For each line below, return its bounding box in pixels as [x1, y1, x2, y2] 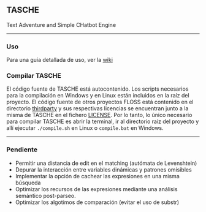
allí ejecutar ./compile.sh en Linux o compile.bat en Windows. [6, 124, 164, 132]
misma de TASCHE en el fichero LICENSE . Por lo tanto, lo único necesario [6, 112, 193, 119]
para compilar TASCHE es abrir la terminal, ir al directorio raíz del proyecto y [6, 118, 199, 125]
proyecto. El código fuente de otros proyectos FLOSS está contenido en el [6, 98, 194, 106]
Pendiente [6, 145, 38, 154]
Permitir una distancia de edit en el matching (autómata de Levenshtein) [15, 159, 197, 167]
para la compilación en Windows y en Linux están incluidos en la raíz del [6, 92, 189, 99]
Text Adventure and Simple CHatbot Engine [6, 21, 116, 28]
